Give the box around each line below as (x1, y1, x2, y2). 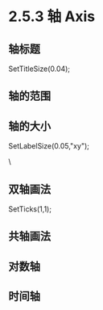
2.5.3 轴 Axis (8, 7, 96, 26)
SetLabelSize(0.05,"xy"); (8, 141, 90, 151)
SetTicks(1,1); (8, 204, 52, 214)
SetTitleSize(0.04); (8, 64, 71, 73)
